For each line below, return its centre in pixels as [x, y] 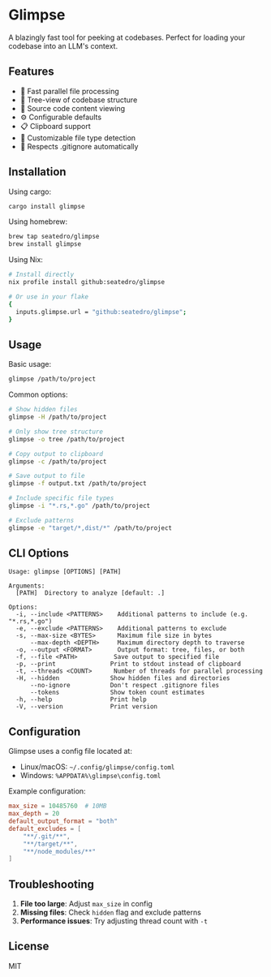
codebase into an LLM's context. [63, 45]
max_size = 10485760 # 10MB [58, 806]
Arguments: [27, 586]
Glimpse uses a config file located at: [70, 751]
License [29, 947]
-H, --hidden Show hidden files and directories [123, 678]
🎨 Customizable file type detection [78, 138]
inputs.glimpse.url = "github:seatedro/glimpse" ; [101, 312]
